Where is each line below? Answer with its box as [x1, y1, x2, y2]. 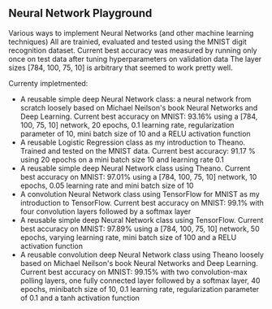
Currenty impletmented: [8, 78, 89, 88]
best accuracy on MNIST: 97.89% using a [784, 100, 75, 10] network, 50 [19, 224, 260, 233]
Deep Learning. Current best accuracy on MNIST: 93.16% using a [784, [19, 111, 258, 121]
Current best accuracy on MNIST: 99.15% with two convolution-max [19, 267, 248, 276]
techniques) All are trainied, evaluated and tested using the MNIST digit [8, 37, 247, 46]
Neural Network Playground [8, 7, 153, 20]
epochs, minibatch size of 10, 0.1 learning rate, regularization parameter [19, 284, 260, 294]
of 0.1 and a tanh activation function [19, 293, 140, 302]
